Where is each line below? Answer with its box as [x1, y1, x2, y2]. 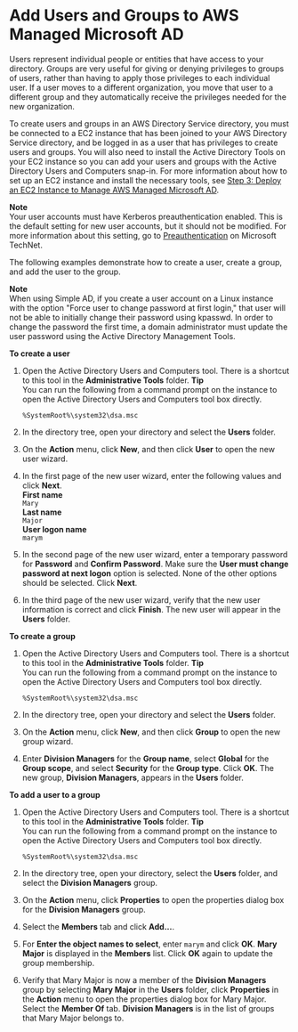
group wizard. [21, 735, 74, 746]
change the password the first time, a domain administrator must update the [9, 321, 288, 332]
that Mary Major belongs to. [21, 1012, 125, 1023]
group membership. [21, 957, 95, 968]
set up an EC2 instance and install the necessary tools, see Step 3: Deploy [9, 175, 282, 185]
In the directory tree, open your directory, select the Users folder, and [21, 867, 278, 878]
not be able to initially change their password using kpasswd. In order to [9, 312, 274, 322]
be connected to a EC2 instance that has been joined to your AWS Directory [9, 127, 287, 138]
